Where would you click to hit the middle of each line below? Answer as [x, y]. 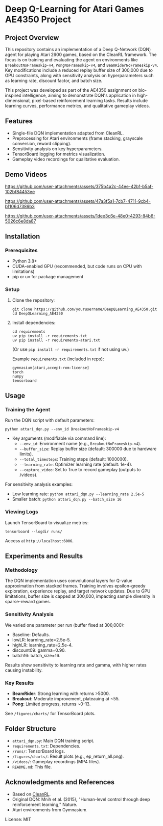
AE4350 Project [38, 19]
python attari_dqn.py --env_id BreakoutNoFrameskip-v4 [62, 429]
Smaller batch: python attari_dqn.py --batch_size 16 [67, 499]
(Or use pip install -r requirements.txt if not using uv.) [70, 349]
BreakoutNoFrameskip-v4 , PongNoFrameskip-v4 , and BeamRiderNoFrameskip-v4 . [81, 65]
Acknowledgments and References [60, 782]
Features [19, 121]
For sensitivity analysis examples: [39, 484]
